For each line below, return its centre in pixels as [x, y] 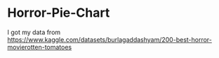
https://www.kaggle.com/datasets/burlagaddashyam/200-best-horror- [110, 39]
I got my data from [34, 32]
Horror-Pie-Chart [59, 13]
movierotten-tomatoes [40, 47]
